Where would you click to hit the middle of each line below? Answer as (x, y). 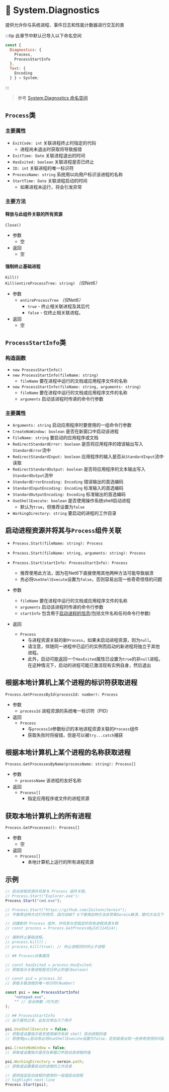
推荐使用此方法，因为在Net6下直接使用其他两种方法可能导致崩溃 (87, 573)
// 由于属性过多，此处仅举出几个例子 (38, 1020)
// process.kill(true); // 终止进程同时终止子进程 (55, 946)
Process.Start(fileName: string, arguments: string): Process (79, 553)
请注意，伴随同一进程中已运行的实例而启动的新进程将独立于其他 (94, 646)
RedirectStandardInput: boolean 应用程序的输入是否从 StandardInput (83, 456)
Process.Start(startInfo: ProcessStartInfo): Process (70, 563)
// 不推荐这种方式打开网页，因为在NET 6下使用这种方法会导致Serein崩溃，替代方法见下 (85, 914)
